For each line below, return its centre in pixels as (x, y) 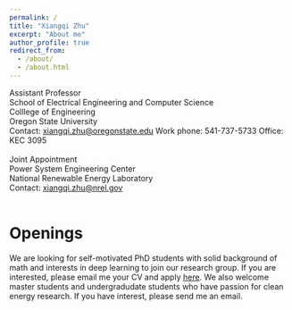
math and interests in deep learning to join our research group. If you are (143, 267)
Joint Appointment (43, 159)
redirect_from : (38, 51)
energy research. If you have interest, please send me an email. (126, 296)
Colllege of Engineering (53, 112)
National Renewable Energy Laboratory (81, 178)
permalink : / (33, 17)
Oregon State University (54, 121)
